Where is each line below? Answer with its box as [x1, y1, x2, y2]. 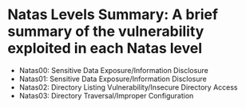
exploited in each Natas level [7, 40, 203, 57]
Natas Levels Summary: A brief [7, 6, 219, 24]
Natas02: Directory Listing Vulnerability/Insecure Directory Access [18, 82, 238, 92]
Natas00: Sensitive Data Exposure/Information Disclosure [18, 65, 208, 75]
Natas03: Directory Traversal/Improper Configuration [18, 91, 194, 100]
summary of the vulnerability [7, 22, 204, 40]
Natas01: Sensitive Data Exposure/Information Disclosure [18, 74, 207, 83]
